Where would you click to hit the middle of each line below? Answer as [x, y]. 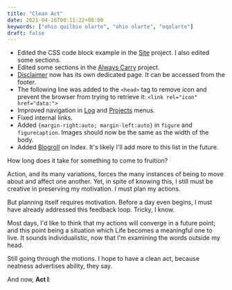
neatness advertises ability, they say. [60, 266]
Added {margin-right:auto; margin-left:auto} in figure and [105, 125]
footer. [27, 82]
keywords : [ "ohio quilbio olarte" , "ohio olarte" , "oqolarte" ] [100, 26]
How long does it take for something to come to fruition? [88, 161]
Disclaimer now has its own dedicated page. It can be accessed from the [121, 75]
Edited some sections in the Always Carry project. [88, 67]
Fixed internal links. [45, 118]
